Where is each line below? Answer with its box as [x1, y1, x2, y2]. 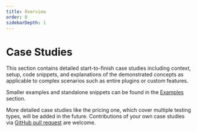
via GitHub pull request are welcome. [6, 119, 96, 126]
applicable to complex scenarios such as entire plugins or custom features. [6, 78, 189, 85]
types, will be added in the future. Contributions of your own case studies [6, 113, 185, 120]
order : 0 [6, 14, 28, 20]
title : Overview [6, 8, 46, 15]
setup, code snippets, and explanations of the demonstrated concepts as [6, 71, 184, 78]
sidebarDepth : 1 [6, 20, 46, 25]
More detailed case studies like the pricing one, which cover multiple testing [6, 107, 192, 114]
